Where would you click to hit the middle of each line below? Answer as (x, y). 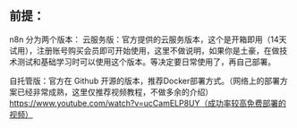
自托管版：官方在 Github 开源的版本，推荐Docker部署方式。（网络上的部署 (144, 81)
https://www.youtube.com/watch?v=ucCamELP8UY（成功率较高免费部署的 (148, 103)
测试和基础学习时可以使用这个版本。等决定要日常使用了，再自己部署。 (146, 62)
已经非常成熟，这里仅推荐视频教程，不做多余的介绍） (115, 91)
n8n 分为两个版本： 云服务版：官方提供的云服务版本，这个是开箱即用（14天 (148, 39)
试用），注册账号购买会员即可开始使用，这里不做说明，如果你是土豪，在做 (144, 50)
